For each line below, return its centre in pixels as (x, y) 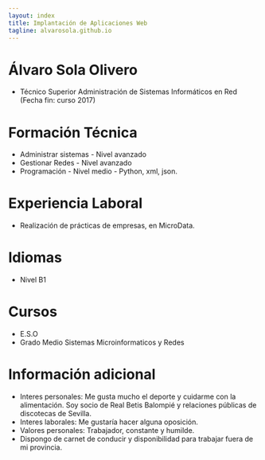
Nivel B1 (33, 280)
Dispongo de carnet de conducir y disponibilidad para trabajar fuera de (136, 439)
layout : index (32, 16)
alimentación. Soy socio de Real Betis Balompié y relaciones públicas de (138, 405)
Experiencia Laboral (76, 203)
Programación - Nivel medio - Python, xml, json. (98, 171)
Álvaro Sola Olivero (73, 70)
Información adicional (82, 374)
